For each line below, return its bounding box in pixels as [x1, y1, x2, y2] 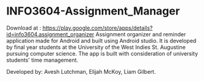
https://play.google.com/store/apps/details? [42, 24, 153, 31]
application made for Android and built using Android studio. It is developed [6, 37, 197, 44]
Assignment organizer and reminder [95, 30, 186, 37]
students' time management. [6, 56, 78, 63]
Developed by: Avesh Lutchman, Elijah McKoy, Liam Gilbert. [6, 68, 156, 75]
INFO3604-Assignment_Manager [6, 4, 180, 18]
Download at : [6, 24, 42, 31]
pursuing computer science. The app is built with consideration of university [6, 50, 199, 57]
